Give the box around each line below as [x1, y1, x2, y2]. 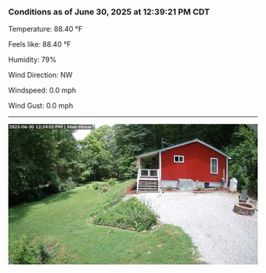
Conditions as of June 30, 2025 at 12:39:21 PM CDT [8, 6, 210, 17]
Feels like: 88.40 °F [8, 40, 71, 49]
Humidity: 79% [8, 55, 57, 65]
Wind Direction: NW [8, 70, 73, 80]
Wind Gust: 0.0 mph [8, 101, 74, 111]
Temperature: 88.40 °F [8, 25, 83, 34]
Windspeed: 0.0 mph [8, 85, 77, 95]
